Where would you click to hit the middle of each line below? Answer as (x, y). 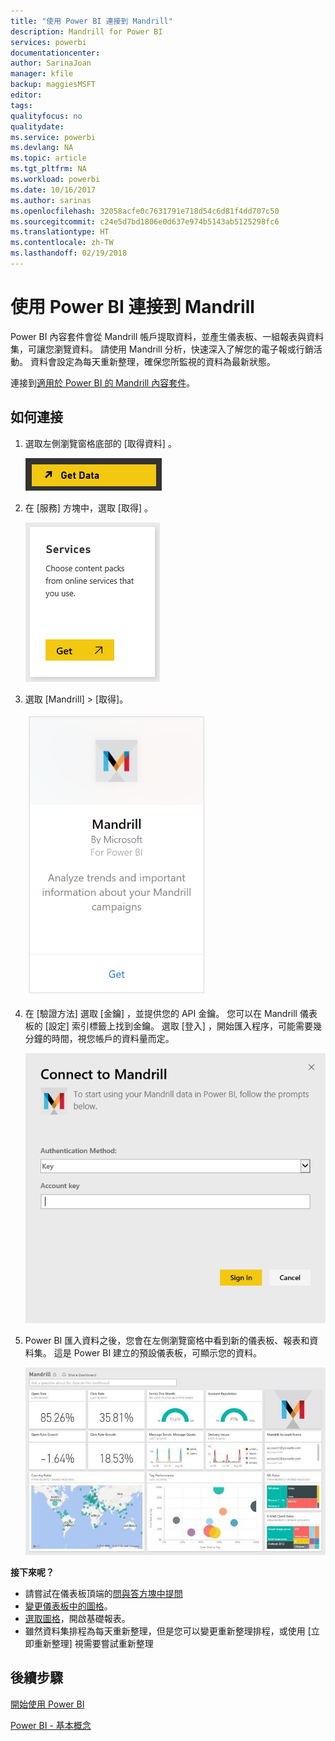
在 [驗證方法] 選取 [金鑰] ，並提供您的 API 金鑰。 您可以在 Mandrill (161, 1013)
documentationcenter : (55, 53)
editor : (26, 95)
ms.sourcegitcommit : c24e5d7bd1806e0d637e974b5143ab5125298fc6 (145, 221)
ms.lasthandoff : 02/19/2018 (69, 253)
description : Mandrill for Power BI (86, 31)
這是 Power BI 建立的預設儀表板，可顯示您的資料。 (158, 1352)
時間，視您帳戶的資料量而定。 (113, 1038)
